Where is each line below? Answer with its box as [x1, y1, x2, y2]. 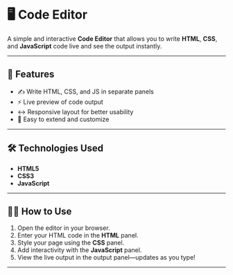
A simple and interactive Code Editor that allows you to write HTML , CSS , [7, 34, 218, 43]
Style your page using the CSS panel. [17, 238, 125, 247]
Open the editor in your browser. [17, 224, 110, 232]
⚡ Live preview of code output [17, 98, 104, 106]
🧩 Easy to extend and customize [17, 115, 110, 123]
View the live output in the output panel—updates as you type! [17, 254, 196, 262]
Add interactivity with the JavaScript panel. [17, 246, 142, 254]
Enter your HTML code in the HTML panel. [17, 231, 139, 240]
